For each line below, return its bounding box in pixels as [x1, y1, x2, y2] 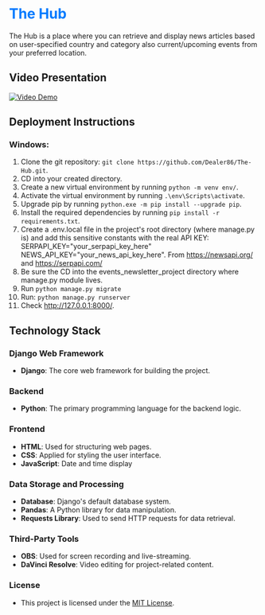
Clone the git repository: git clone [20, 157, 134, 167]
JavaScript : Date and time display [20, 458, 133, 468]
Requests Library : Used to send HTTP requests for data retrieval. [20, 514, 236, 524]
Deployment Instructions [9, 115, 135, 129]
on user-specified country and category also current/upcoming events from [9, 39, 258, 49]
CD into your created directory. [20, 174, 123, 184]
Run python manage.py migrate [20, 284, 122, 294]
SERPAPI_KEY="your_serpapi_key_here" [20, 242, 152, 251]
